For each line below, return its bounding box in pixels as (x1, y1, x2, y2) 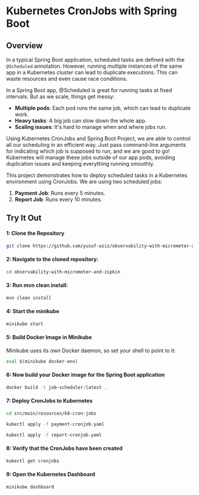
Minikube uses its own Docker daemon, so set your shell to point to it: (6, 346, 176, 354)
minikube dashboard (6, 484, 54, 490)
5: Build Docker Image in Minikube (6, 334, 92, 341)
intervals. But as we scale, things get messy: (6, 93, 115, 100)
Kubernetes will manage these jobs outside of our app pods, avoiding (6, 154, 176, 161)
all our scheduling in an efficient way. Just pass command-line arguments (6, 141, 187, 148)
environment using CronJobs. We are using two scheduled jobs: (6, 178, 163, 185)
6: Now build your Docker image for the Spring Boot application (6, 371, 165, 379)
